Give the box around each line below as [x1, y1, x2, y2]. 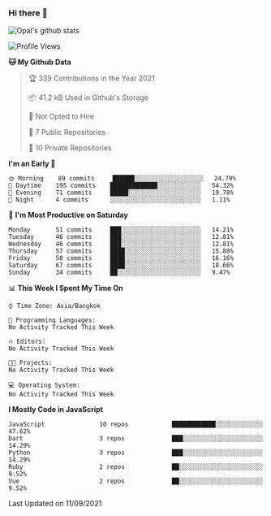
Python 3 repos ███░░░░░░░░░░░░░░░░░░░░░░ [8, 449, 264, 457]
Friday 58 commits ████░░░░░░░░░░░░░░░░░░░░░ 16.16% [8, 254, 234, 262]
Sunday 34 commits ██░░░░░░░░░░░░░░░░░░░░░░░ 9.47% [8, 268, 230, 277]
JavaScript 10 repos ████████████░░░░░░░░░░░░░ [8, 420, 264, 429]
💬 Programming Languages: [8, 316, 96, 324]
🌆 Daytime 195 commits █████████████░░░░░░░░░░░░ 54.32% [8, 182, 234, 190]
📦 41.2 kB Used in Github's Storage [28, 93, 148, 102]
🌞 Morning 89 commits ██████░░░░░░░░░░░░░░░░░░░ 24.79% [8, 175, 237, 183]
